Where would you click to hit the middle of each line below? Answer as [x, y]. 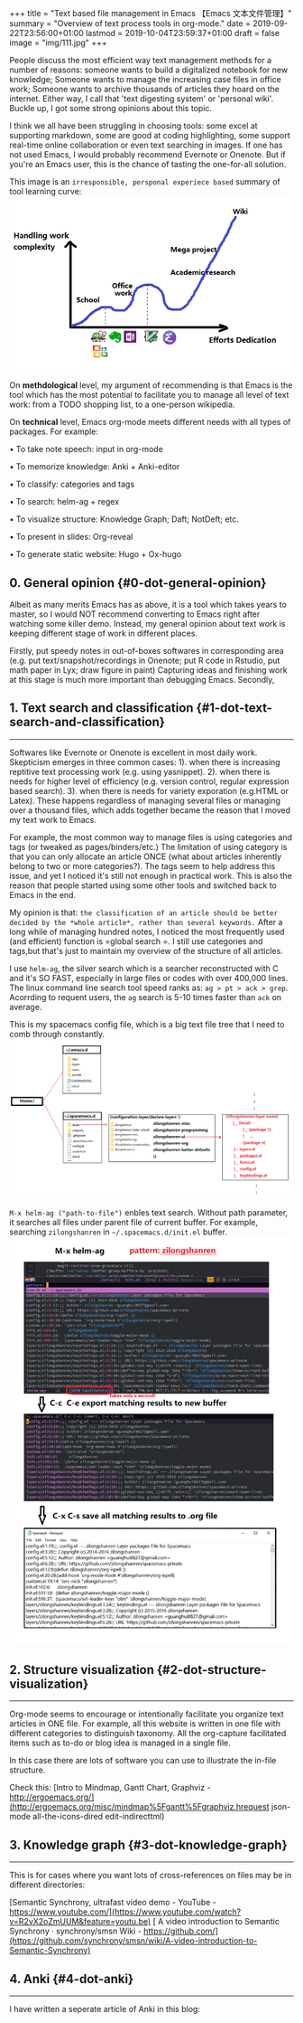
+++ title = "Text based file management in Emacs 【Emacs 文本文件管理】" [151, 13]
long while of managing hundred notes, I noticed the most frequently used [147, 931]
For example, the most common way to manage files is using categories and [151, 837]
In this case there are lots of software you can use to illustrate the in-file [143, 1761]
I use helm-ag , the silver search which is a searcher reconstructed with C [144, 968]
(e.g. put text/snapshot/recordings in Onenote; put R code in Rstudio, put [145, 661]
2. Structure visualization [82, 1670]
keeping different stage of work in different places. [104, 633]
